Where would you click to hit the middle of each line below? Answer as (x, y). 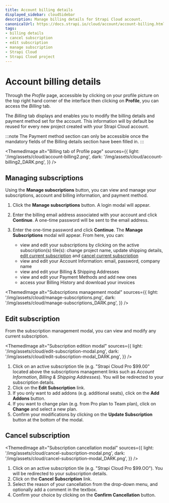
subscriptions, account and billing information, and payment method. (77, 195)
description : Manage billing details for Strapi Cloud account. (74, 19)
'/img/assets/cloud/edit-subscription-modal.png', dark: (62, 351)
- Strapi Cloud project (30, 57)
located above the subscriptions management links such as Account (83, 371)
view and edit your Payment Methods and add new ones (78, 277)
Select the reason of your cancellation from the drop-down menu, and (85, 484)
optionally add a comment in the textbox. (55, 489)
